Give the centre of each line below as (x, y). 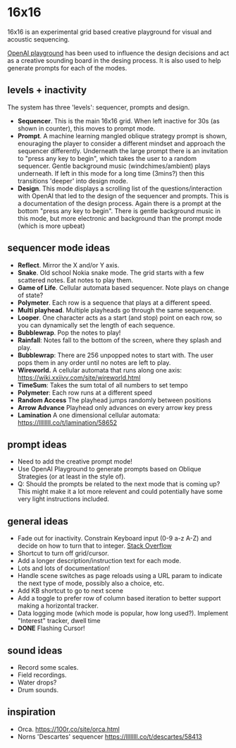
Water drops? (37, 682)
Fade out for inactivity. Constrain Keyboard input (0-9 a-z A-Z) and (114, 538)
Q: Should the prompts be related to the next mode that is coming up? (119, 484)
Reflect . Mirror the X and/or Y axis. (68, 265)
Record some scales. (48, 667)
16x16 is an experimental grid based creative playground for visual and (110, 32)
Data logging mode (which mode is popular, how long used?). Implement (123, 613)
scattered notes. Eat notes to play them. (75, 280)
